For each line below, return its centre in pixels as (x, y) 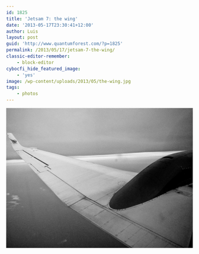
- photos (28, 94)
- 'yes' (26, 75)
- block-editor (36, 62)
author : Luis (22, 31)
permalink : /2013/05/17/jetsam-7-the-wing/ (61, 50)
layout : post (22, 38)
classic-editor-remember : (38, 56)
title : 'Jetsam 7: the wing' (42, 19)
